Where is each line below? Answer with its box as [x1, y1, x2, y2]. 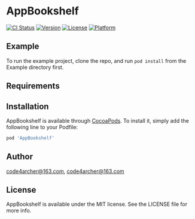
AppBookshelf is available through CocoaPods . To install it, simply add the [6, 117, 190, 124]
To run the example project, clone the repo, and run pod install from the [6, 57, 187, 64]
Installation [6, 101, 49, 111]
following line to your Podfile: [6, 123, 78, 130]
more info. [6, 207, 32, 214]
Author [6, 151, 33, 162]
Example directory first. [6, 63, 64, 71]
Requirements [6, 81, 60, 91]
